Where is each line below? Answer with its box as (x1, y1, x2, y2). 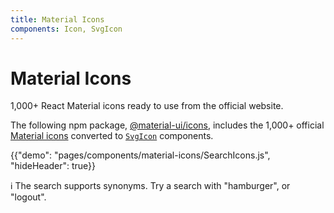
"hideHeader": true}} (10, 160, 97, 172)
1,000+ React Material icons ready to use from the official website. (10, 100, 284, 112)
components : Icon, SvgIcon (10, 24, 123, 34)
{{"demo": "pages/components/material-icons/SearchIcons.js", (10, 149, 271, 161)
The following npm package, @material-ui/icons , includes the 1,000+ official (10, 119, 325, 131)
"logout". (10, 191, 47, 203)
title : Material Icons (10, 14, 105, 25)
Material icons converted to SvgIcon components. (10, 130, 214, 142)
